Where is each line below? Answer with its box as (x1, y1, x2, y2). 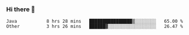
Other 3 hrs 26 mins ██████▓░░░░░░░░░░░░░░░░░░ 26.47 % (6, 23, 184, 30)
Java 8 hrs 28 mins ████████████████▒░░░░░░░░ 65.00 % (6, 19, 184, 24)
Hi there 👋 (6, 5, 36, 13)
